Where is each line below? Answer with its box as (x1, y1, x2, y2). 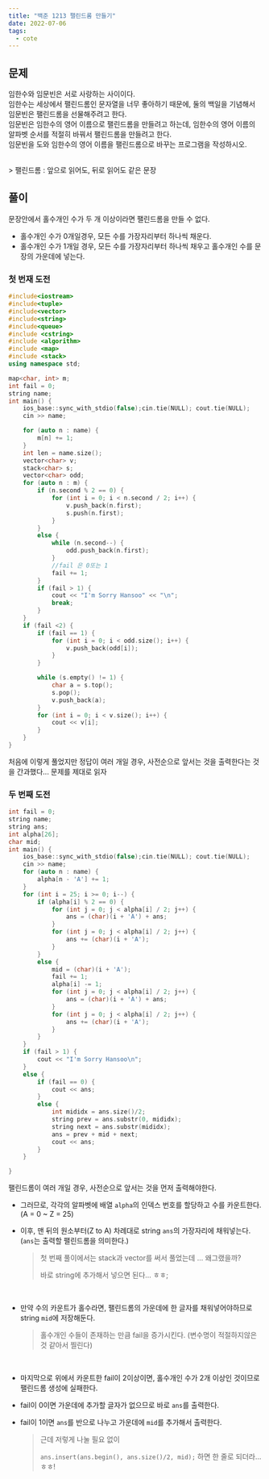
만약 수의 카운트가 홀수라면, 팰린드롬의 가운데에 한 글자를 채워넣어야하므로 (19, 1303, 253, 1313)
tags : (8, 27, 27, 35)
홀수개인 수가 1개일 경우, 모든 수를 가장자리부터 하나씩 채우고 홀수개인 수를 (19, 241, 254, 251)
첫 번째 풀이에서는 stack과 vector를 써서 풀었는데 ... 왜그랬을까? (39, 1253, 242, 1263)
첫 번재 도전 (8, 274, 51, 285)
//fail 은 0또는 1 (51, 562, 109, 570)
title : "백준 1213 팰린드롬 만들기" (8, 11, 117, 20)
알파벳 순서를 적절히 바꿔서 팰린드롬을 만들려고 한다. (8, 130, 172, 140)
